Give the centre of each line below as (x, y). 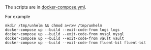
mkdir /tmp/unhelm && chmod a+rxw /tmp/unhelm (54, 25)
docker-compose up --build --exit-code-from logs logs (62, 30)
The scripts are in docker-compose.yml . (45, 7)
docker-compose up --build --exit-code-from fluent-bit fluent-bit (76, 43)
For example (18, 16)
